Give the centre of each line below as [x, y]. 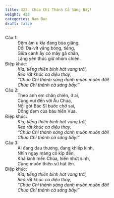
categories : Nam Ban [27, 19]
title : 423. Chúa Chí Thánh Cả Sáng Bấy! [49, 10]
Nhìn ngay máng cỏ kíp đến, [46, 153]
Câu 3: [12, 143]
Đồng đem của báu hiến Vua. [47, 111]
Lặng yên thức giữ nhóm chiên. [49, 59]
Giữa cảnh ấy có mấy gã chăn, [49, 53]
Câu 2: [12, 90]
